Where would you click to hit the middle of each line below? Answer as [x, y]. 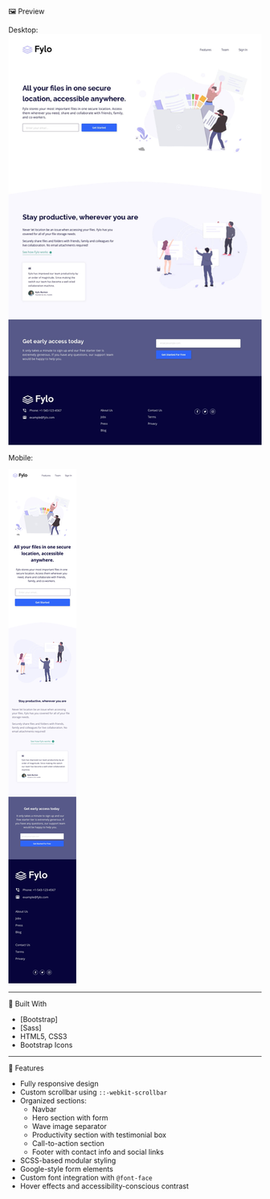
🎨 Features [26, 1068]
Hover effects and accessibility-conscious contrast [104, 1186]
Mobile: [21, 457]
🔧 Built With [28, 1004]
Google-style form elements [67, 1168]
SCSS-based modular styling [68, 1160]
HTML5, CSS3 [43, 1036]
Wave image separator [69, 1126]
